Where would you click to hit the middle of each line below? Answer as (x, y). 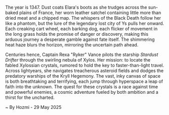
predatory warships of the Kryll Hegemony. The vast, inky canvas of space (83, 76)
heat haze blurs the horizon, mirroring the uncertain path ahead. (72, 45)
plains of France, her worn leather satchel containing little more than (90, 13)
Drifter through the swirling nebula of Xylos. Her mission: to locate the (78, 60)
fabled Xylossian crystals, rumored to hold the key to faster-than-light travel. (85, 65)
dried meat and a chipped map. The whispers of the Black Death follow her (83, 18)
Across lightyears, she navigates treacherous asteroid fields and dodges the (84, 71)
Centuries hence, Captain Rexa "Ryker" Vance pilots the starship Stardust (82, 54)
